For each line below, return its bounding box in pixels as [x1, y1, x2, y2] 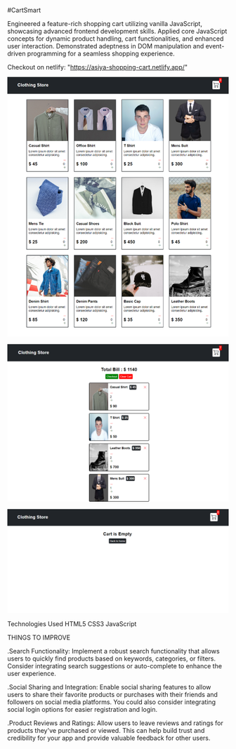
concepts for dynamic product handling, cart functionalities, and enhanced [7, 34, 224, 43]
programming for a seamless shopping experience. [27, 49, 176, 58]
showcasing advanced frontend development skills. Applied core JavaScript [7, 27, 228, 35]
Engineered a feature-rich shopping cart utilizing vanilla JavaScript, [7, 20, 202, 27]
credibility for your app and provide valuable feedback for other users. [7, 734, 211, 742]
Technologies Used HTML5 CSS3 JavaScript [7, 620, 137, 628]
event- [205, 42, 225, 50]
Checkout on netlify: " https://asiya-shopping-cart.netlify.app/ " [7, 63, 188, 71]
